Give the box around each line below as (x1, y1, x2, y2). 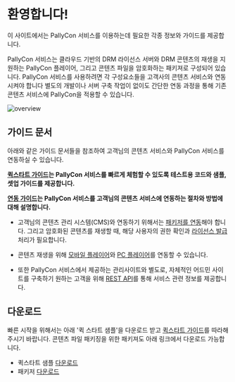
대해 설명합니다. (7, 202, 51, 211)
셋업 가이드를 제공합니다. (7, 179, 75, 187)
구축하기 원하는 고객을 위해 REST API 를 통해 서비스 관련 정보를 (30, 274, 203, 283)
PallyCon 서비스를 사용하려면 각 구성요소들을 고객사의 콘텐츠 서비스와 (22, 72, 213, 81)
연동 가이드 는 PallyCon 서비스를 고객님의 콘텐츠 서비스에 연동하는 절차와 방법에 (7, 194, 223, 202)
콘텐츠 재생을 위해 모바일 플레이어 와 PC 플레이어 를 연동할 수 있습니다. (17, 250, 208, 259)
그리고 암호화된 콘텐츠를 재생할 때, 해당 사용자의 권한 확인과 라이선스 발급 (27, 226, 228, 235)
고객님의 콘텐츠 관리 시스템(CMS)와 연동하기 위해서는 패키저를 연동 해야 (17, 218, 213, 226)
